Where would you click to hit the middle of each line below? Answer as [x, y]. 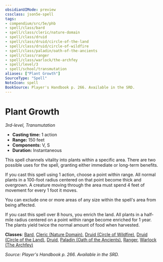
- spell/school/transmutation [36, 69]
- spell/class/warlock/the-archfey [41, 60]
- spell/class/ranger [27, 55]
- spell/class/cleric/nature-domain [42, 32]
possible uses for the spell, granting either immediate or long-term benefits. [82, 165]
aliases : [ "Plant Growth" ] [33, 74]
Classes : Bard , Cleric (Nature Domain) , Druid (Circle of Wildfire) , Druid [76, 234]
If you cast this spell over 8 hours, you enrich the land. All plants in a [74, 215]
